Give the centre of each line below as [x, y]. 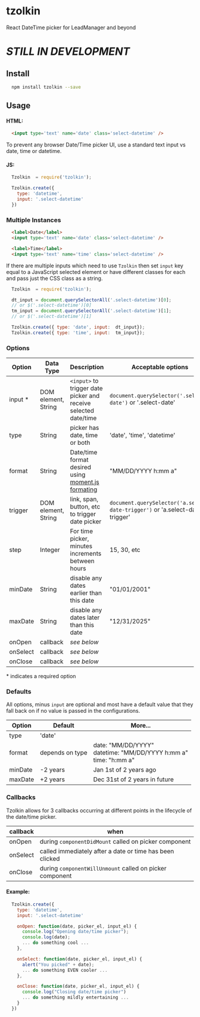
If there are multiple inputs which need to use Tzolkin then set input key [95, 266]
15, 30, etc [125, 550]
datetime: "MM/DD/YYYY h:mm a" [141, 753]
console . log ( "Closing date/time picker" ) [74, 992]
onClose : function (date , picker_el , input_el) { [78, 987]
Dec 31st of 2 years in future [134, 779]
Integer [50, 550]
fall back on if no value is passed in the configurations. [73, 711]
